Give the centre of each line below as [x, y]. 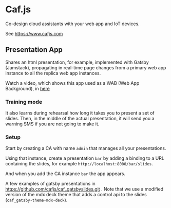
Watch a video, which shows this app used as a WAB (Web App [72, 83]
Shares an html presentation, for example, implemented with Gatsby [77, 62]
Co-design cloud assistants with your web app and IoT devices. [72, 24]
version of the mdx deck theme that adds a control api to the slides [76, 195]
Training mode [24, 102]
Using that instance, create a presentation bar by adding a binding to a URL [85, 158]
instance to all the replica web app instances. [53, 73]
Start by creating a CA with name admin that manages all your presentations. [86, 148]
